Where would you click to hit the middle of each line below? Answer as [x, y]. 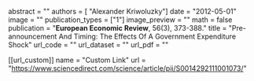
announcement [33, 36]
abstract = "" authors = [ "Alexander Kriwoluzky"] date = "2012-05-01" [123, 11]
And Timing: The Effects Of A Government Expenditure [147, 36]
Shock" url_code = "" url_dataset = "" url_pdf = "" [88, 45]
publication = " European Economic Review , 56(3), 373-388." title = [118, 28]
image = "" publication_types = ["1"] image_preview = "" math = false [120, 20]
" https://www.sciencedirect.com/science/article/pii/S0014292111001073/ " [128, 68]
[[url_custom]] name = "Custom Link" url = [77, 60]
